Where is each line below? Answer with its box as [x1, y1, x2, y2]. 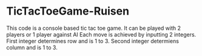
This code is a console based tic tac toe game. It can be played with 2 [6, 24, 181, 32]
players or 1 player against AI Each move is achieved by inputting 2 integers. [6, 30, 197, 38]
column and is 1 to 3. [6, 44, 58, 51]
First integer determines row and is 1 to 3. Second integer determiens [6, 37, 179, 44]
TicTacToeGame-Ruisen [6, 4, 129, 18]
